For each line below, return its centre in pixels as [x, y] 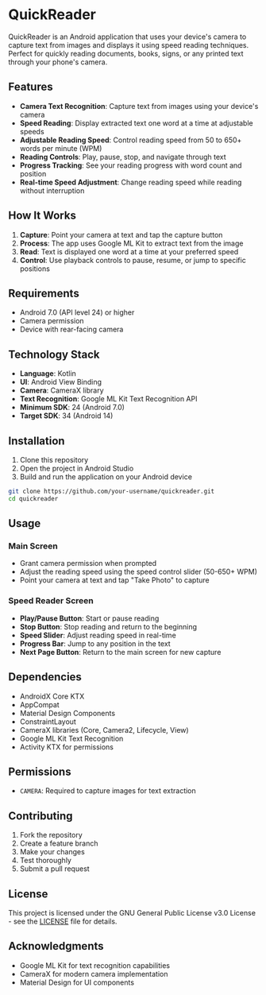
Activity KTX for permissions [66, 747]
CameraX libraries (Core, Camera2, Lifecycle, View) [104, 730]
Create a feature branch [59, 843]
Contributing [40, 816]
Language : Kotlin [48, 374]
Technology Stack [54, 354]
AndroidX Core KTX [52, 696]
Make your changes [52, 852]
